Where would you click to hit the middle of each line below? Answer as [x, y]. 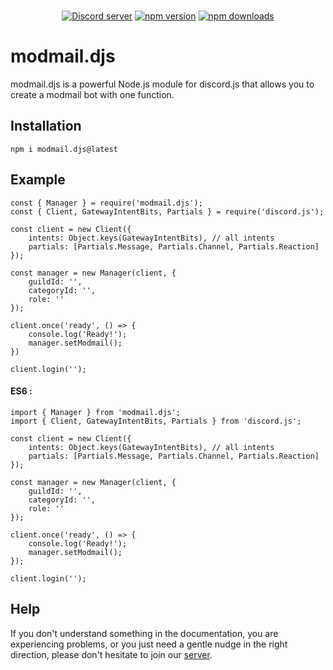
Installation [46, 126]
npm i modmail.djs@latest [64, 149]
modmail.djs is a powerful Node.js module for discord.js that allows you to [162, 84]
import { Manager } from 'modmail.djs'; [96, 412]
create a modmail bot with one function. [92, 94]
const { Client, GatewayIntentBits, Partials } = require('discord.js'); [167, 211]
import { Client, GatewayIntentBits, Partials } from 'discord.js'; [156, 421]
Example [38, 180]
